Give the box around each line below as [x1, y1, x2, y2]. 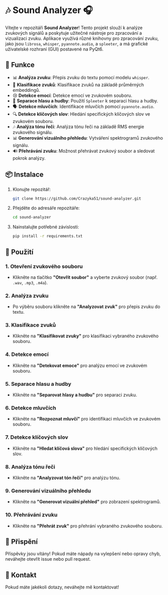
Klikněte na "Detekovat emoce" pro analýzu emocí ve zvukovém [12, 362, 147, 369]
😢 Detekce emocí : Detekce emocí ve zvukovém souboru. [12, 92, 132, 98]
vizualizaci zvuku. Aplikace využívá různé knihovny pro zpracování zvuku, [5, 35, 159, 41]
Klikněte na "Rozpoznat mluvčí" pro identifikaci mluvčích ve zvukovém [12, 416, 161, 422]
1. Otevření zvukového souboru [5, 263, 83, 270]
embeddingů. [12, 87, 40, 93]
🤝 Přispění [5, 537, 38, 546]
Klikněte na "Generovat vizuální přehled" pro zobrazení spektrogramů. [12, 499, 161, 505]
